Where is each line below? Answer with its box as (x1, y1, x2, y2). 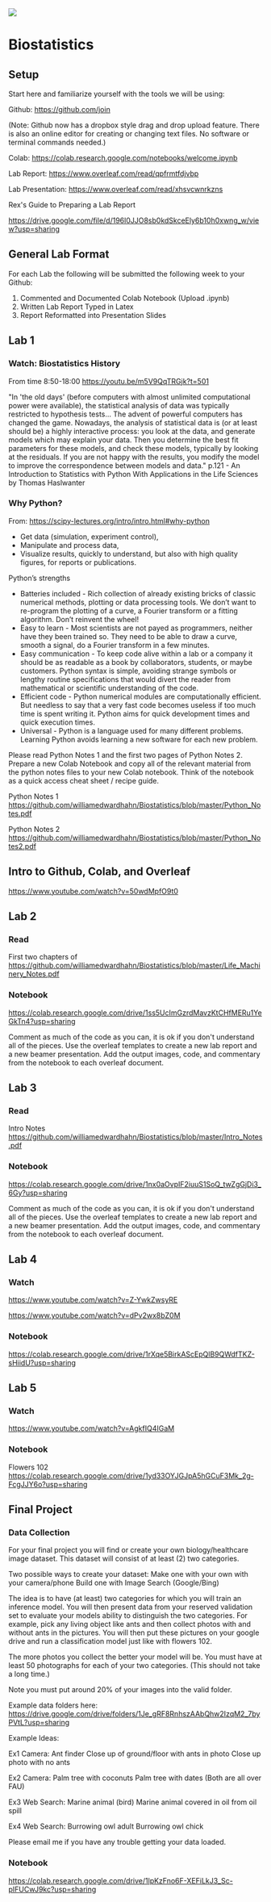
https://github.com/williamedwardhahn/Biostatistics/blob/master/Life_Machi (8, 960, 261, 971)
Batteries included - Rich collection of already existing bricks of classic (19, 588, 256, 598)
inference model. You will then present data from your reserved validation (8, 1602, 253, 1612)
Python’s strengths (8, 573, 71, 583)
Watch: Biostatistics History (8, 358, 121, 370)
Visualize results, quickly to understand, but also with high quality (19, 549, 238, 558)
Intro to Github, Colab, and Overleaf (8, 865, 191, 879)
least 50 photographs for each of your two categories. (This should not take (8, 1661, 261, 1670)
